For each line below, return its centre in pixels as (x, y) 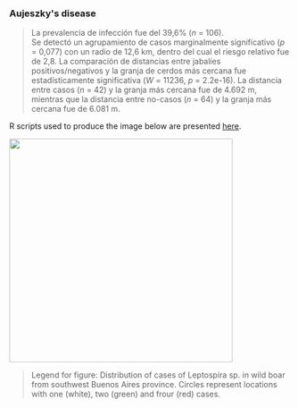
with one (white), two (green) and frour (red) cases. (126, 394)
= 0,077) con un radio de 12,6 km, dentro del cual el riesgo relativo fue (160, 52)
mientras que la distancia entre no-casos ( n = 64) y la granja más (151, 99)
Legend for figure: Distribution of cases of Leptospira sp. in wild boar (158, 375)
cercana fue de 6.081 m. (75, 109)
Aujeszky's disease (53, 13)
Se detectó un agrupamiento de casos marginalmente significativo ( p (158, 42)
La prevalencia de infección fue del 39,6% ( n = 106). (128, 33)
